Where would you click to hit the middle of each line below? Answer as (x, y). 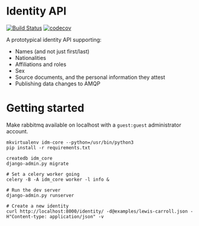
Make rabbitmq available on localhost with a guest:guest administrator (94, 125)
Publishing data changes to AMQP (58, 84)
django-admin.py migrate (38, 164)
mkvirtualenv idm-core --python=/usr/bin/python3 (70, 142)
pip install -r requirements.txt (48, 148)
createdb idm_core (29, 158)
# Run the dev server (34, 190)
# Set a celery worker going (43, 174)
